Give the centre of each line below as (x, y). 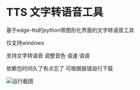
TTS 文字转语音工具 (55, 12)
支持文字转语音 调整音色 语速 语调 (48, 55)
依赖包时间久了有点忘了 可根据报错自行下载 (59, 68)
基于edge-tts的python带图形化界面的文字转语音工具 (70, 30)
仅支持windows (25, 43)
